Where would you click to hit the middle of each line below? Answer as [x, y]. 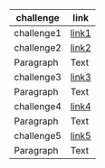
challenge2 [38, 47]
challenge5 [38, 136]
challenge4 [38, 106]
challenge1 [38, 33]
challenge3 [38, 77]
